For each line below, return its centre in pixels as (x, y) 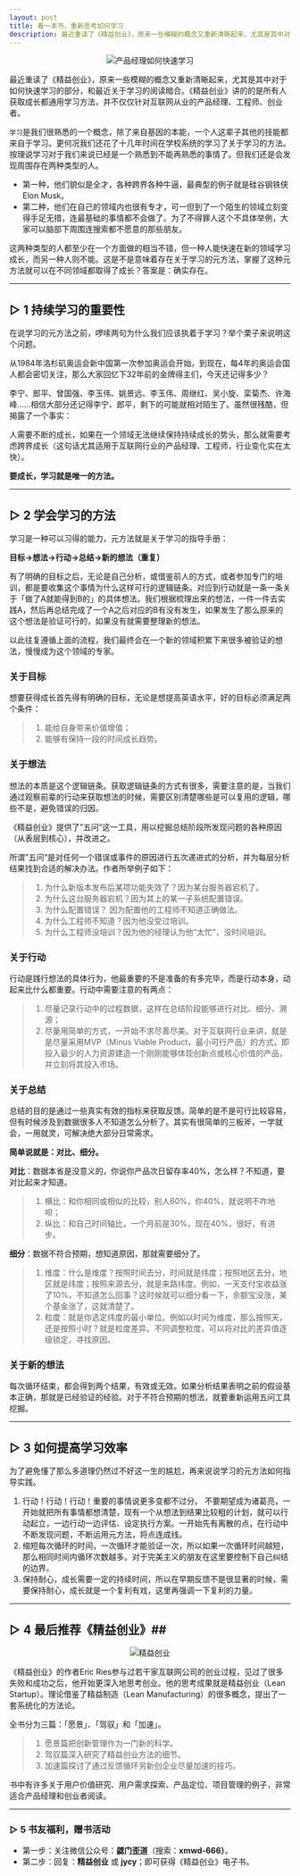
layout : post (33, 17)
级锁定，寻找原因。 (80, 1340)
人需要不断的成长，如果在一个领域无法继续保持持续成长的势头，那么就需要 (146, 435)
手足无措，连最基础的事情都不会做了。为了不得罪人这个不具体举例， (155, 218)
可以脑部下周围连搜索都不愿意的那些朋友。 (108, 230)
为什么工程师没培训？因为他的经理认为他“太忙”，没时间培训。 (157, 932)
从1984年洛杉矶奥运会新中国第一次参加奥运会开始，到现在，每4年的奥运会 (146, 364)
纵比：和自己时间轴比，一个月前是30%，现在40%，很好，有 (156, 1224)
